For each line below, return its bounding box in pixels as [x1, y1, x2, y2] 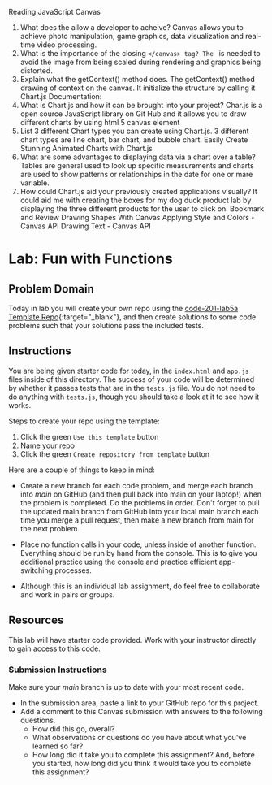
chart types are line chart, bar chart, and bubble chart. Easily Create [19, 135, 248, 145]
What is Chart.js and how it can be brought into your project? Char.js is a [19, 101, 263, 110]
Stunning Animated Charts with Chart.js [19, 144, 153, 153]
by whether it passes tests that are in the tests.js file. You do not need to [8, 383, 256, 392]
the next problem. [19, 523, 80, 533]
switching [19, 565, 54, 575]
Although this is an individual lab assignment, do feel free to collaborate [19, 581, 260, 591]
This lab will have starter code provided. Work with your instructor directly [8, 635, 257, 644]
